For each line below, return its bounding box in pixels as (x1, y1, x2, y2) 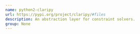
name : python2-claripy (5, 7, 53, 12)
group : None (5, 21, 31, 26)
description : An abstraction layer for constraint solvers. (5, 16, 136, 21)
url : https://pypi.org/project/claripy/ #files (5, 12, 106, 17)
